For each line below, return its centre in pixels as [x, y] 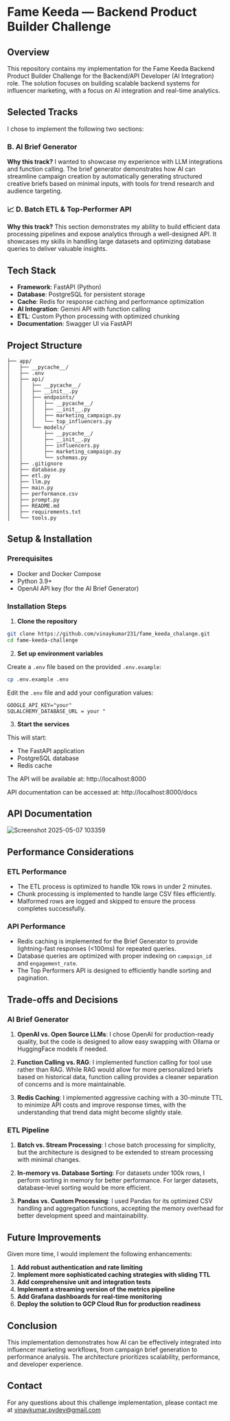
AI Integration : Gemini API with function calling [84, 309]
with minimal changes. [49, 1160]
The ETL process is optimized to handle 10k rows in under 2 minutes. [115, 887]
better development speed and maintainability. [83, 1216]
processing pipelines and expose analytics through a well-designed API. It [112, 234]
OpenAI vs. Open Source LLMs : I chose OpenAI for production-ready [115, 1034]
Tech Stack [32, 270]
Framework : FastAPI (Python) [59, 287]
